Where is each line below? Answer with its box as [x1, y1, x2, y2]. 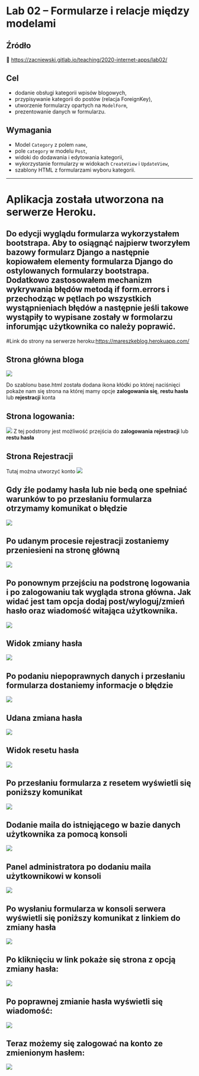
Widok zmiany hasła [6, 638, 83, 648]
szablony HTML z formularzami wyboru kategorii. [14, 166, 136, 173]
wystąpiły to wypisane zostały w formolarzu [6, 312, 173, 322]
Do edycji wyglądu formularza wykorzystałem [6, 229, 179, 239]
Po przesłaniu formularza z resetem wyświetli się [6, 778, 191, 788]
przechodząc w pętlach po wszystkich [6, 294, 152, 304]
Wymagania [6, 125, 52, 135]
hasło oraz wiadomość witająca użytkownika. [6, 606, 178, 616]
